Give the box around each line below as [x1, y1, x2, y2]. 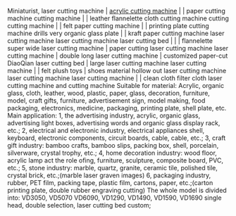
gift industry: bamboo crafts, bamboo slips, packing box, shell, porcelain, [7, 141, 219, 149]
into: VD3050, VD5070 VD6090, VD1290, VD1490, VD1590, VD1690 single [7, 193, 222, 202]
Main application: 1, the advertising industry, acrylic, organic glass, [7, 111, 201, 120]
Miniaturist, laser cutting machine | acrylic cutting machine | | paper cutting [7, 7, 225, 15]
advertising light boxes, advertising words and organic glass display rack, [7, 119, 221, 127]
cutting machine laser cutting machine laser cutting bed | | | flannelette [7, 37, 213, 45]
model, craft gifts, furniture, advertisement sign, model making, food [7, 96, 206, 105]
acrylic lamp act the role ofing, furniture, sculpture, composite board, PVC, [7, 156, 224, 165]
